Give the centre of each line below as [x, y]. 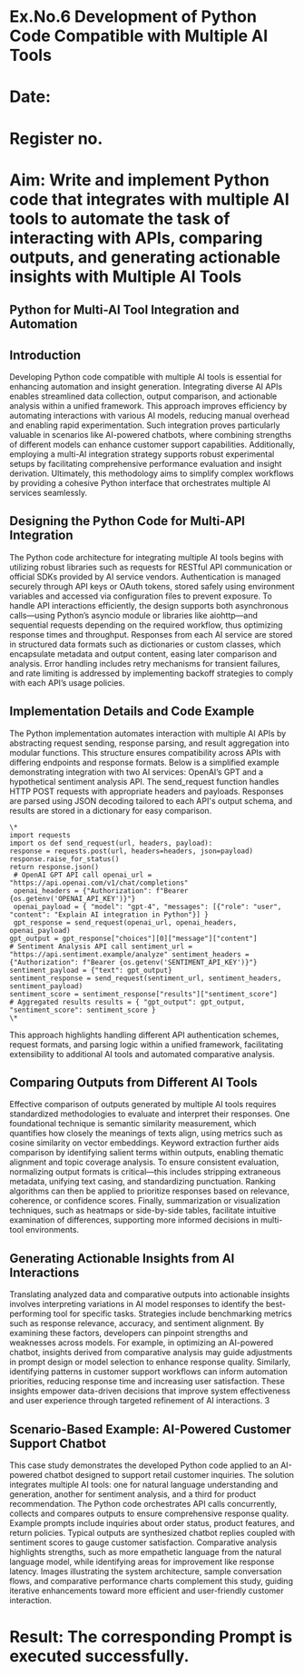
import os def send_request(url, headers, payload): [111, 843]
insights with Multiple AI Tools [126, 277]
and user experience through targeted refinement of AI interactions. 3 [140, 1401]
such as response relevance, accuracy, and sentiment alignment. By [137, 1323]
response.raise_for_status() [64, 859]
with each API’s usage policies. [67, 682]
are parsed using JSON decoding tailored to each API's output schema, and [151, 800]
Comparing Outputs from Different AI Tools [133, 1082]
